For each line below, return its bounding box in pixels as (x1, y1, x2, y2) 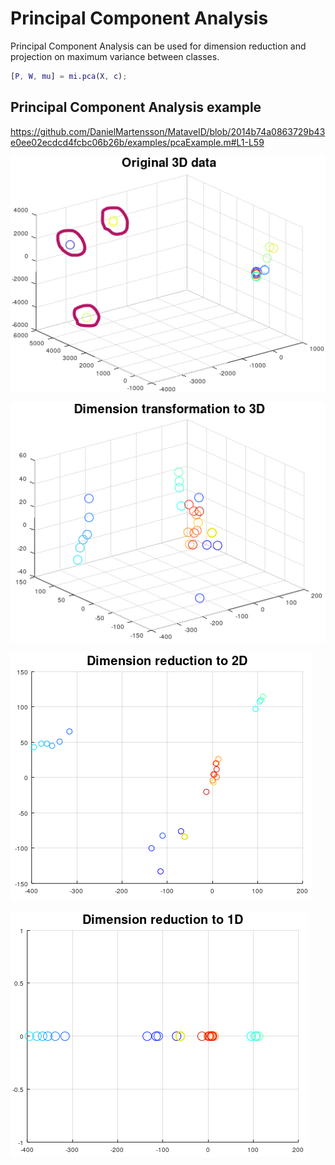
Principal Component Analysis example (10, 99, 262, 116)
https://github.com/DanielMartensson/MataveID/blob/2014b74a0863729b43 (10, 125, 326, 137)
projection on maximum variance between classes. (10, 50, 220, 62)
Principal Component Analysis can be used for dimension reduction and (10, 40, 307, 52)
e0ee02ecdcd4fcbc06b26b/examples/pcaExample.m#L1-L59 (10, 136, 265, 148)
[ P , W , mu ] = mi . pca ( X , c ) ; (10, 71, 128, 81)
